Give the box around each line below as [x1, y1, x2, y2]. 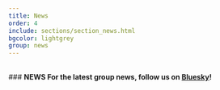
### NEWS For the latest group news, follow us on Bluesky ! [8, 72, 212, 82]
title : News [8, 11, 49, 20]
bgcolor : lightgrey [8, 34, 74, 43]
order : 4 [8, 19, 38, 27]
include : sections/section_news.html [8, 27, 136, 35]
